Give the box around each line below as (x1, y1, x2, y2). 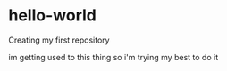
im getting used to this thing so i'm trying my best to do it (8, 51, 219, 62)
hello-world (8, 5, 97, 26)
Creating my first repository (8, 35, 110, 45)
